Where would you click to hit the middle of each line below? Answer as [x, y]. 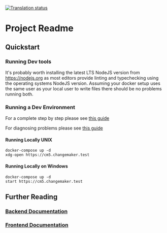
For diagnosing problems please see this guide [54, 128]
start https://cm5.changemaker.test [44, 181]
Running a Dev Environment [40, 107]
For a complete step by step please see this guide [57, 118]
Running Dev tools [28, 61]
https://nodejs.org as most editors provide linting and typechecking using [82, 78]
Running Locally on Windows [37, 166]
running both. [20, 94]
